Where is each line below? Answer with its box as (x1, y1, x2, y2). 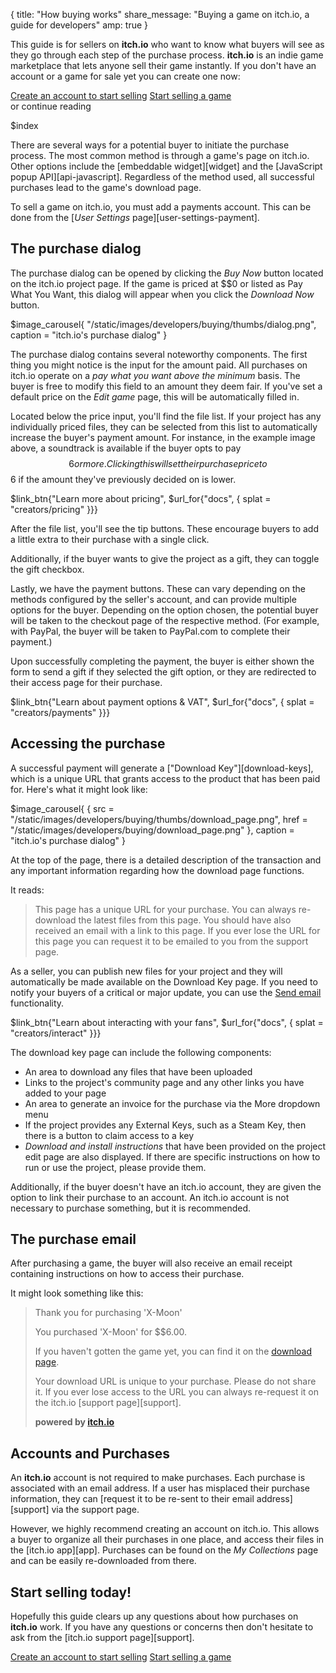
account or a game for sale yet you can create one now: (10, 70, 241, 82)
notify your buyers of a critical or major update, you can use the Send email (10, 986, 322, 998)
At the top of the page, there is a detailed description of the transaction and (10, 854, 322, 866)
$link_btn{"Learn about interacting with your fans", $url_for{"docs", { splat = (10, 1016, 324, 1028)
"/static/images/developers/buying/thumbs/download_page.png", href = (10, 813, 308, 825)
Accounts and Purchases (10, 1445, 171, 1462)
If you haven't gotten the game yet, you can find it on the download (34, 1345, 313, 1358)
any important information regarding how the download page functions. (10, 864, 305, 876)
